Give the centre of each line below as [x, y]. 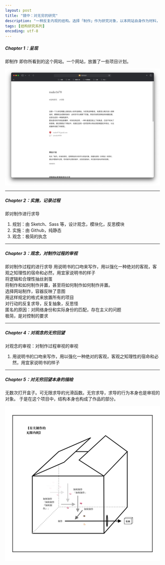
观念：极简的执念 [29, 237]
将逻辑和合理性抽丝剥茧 [29, 279]
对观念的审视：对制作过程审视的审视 [42, 346]
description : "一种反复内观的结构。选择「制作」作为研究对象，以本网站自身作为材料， [83, 21]
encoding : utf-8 [22, 31]
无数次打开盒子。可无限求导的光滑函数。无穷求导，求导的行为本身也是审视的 [82, 392]
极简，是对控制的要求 [27, 316]
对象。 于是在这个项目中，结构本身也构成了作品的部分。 [62, 399]
